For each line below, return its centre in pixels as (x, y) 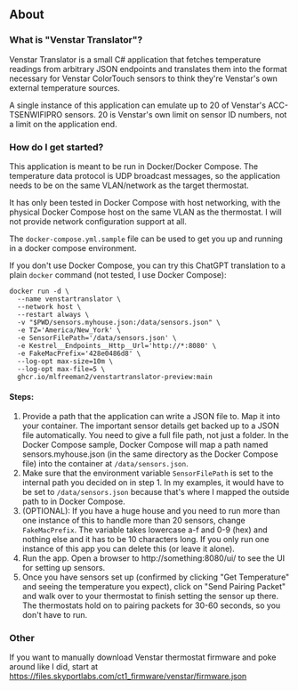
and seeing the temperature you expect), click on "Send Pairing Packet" (154, 587)
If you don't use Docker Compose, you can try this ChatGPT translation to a (148, 265)
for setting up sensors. (64, 568)
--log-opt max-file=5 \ (61, 369)
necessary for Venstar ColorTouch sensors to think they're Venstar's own (144, 78)
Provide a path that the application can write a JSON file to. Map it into (151, 417)
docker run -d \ (39, 291)
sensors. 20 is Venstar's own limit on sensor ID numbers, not (176, 114)
